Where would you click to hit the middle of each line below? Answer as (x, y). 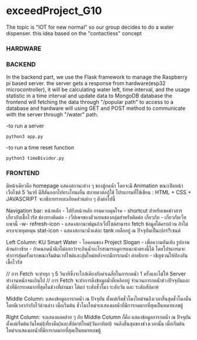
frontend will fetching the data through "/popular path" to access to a (90, 102)
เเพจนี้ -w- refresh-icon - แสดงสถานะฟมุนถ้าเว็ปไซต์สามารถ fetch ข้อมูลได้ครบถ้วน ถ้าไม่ (97, 224)
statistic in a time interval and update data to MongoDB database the (89, 96)
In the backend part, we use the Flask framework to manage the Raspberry (97, 77)
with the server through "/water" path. (52, 115)
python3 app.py (25, 137)
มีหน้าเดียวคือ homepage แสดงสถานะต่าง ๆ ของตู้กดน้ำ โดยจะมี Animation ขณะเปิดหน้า (95, 186)
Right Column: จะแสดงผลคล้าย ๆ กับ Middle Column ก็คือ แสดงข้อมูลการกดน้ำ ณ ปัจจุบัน (98, 317)
